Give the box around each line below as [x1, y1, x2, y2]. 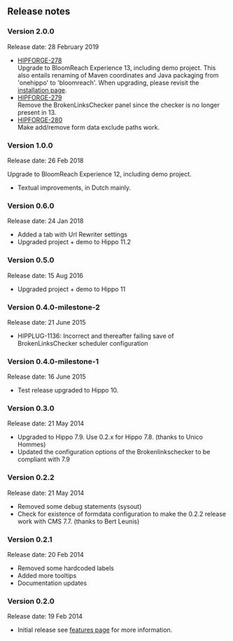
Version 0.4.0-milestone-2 [7, 302, 100, 312]
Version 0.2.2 [7, 472, 55, 482]
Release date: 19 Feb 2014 [7, 612, 83, 621]
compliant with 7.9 [17, 455, 70, 464]
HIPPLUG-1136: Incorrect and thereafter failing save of [17, 332, 174, 340]
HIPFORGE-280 [17, 115, 63, 124]
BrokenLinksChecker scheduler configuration [17, 339, 148, 347]
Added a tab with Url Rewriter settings [17, 230, 128, 239]
